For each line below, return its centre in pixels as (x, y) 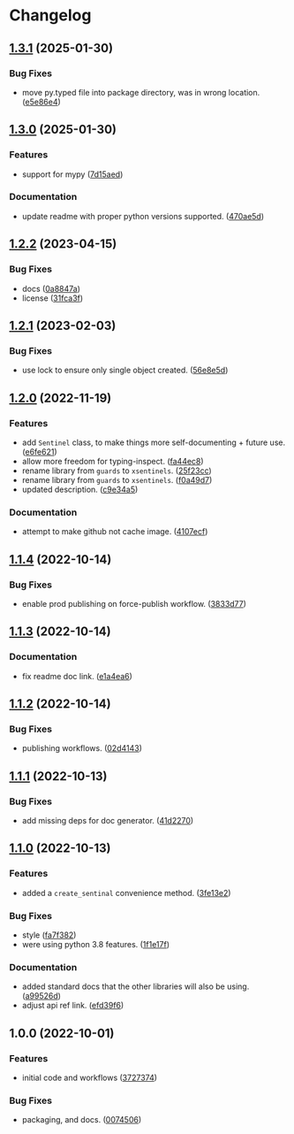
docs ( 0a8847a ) (51, 288)
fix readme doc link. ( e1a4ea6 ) (77, 676)
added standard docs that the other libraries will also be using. (136, 986)
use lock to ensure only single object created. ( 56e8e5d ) (125, 370)
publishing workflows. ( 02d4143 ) (82, 748)
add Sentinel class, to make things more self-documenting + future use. (153, 442)
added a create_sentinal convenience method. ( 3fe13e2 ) (126, 893)
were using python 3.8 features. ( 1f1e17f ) (96, 944)
